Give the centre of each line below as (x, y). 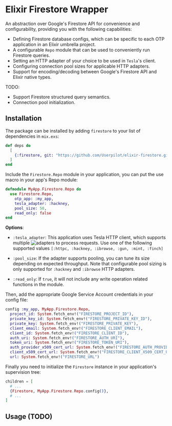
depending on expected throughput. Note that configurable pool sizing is (90, 264)
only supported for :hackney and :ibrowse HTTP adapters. (74, 269)
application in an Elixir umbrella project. (54, 44)
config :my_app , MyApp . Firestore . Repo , (48, 309)
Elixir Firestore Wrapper (57, 9)
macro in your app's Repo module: (41, 180)
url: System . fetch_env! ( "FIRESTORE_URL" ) (55, 357)
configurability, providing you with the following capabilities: (69, 29)
